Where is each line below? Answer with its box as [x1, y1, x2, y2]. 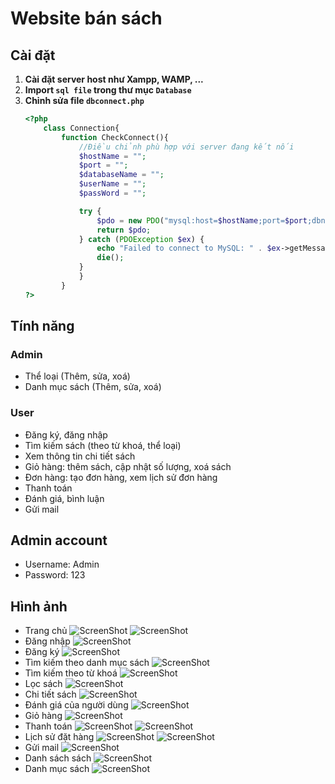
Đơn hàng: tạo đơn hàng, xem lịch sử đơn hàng [24, 471, 218, 483]
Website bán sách [10, 7, 163, 30]
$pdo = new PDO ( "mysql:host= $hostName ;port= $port [96, 215, 308, 226]
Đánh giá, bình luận [24, 492, 105, 504]
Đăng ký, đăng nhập [24, 428, 108, 441]
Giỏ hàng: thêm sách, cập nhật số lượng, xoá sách [24, 460, 232, 472]
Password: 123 [24, 569, 86, 581]
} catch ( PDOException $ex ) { [78, 234, 205, 244]
